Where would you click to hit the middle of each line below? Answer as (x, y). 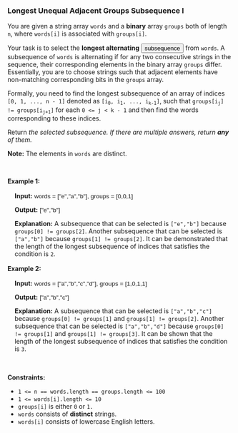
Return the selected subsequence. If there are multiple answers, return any (118, 132)
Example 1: (24, 181)
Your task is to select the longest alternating (74, 48)
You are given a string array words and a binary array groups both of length (117, 26)
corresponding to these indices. (54, 118)
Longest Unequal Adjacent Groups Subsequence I (96, 11)
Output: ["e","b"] (38, 210)
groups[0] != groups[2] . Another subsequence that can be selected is (119, 231)
